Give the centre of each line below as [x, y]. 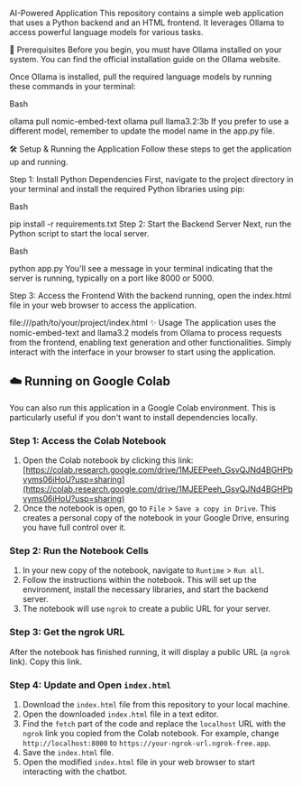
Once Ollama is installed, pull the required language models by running [141, 77]
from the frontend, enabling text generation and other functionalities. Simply [151, 342]
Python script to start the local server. [79, 233]
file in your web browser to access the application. [103, 305]
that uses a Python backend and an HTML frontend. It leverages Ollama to [147, 23]
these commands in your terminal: [73, 86]
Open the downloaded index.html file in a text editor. [120, 714]
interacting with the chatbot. [75, 772]
